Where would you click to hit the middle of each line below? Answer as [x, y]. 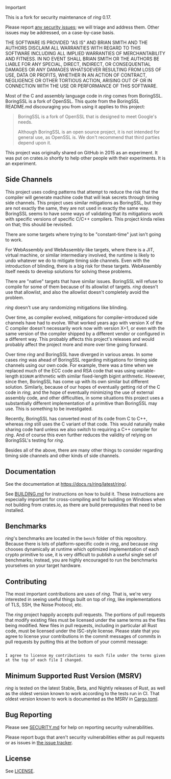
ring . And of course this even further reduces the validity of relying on [79, 435]
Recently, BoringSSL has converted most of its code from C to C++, [76, 418]
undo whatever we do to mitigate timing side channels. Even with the [78, 261]
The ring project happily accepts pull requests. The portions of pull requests [85, 615]
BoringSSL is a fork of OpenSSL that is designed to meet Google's [87, 116]
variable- [146, 370]
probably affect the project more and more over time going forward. [77, 344]
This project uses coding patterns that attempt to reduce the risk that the [82, 192]
